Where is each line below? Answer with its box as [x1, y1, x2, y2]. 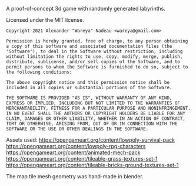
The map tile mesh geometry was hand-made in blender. [6, 173, 144, 180]
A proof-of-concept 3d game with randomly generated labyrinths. [6, 5, 166, 12]
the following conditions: [6, 69, 72, 75]
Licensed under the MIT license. [6, 17, 84, 23]
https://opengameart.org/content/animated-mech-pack [6, 149, 141, 156]
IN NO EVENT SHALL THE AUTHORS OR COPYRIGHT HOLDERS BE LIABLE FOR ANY [6, 110, 185, 116]
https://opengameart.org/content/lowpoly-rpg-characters [6, 143, 146, 149]
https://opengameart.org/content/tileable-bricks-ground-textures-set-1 [6, 162, 179, 168]
